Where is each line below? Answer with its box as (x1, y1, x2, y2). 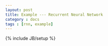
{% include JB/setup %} (5, 35, 56, 41)
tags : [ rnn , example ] (5, 21, 53, 27)
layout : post (5, 7, 33, 13)
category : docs (5, 17, 40, 22)
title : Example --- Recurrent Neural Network (5, 12, 103, 17)
